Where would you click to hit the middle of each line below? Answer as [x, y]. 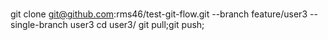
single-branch [39, 25]
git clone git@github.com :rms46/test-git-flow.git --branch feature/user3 [159, 14]
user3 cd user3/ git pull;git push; [137, 25]
